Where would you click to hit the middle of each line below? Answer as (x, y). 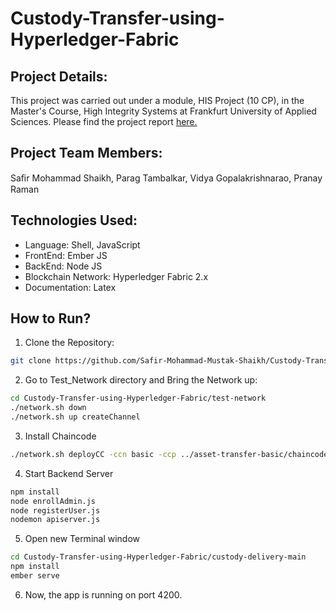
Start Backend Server (69, 473)
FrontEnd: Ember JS (66, 255)
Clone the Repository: (69, 343)
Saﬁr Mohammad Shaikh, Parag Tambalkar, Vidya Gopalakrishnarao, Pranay (166, 178)
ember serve (35, 576)
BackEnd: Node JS (63, 266)
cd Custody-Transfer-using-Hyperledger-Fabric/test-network (138, 398)
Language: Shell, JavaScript (82, 244)
